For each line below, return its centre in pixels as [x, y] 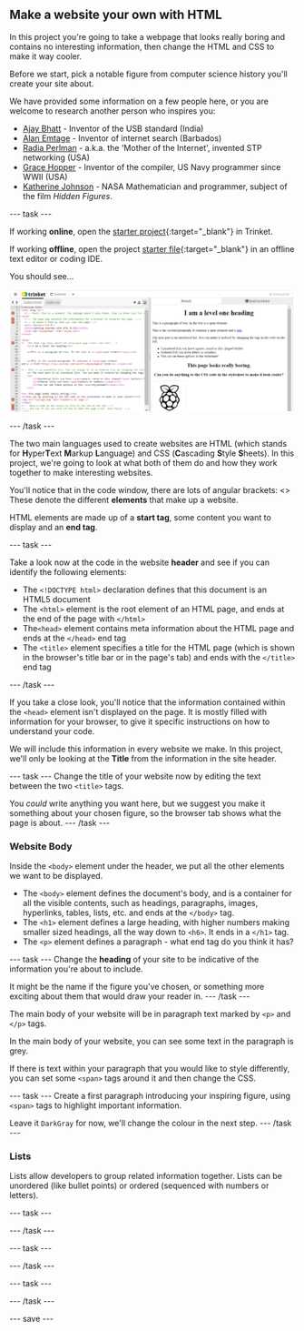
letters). [24, 1195]
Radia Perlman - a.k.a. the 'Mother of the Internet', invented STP [142, 147]
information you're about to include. [76, 969]
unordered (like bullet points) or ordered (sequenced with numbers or [139, 1185]
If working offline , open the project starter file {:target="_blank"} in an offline [152, 248]
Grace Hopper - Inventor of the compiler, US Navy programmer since [152, 166]
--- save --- [32, 1319]
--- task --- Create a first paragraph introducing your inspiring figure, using [150, 1096]
